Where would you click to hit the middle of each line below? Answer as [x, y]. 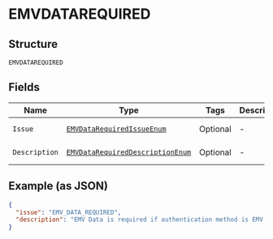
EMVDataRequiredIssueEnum [116, 129]
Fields [24, 87]
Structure [33, 44]
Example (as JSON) [58, 186]
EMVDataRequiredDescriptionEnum [129, 152]
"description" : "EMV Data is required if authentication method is [132, 220]
